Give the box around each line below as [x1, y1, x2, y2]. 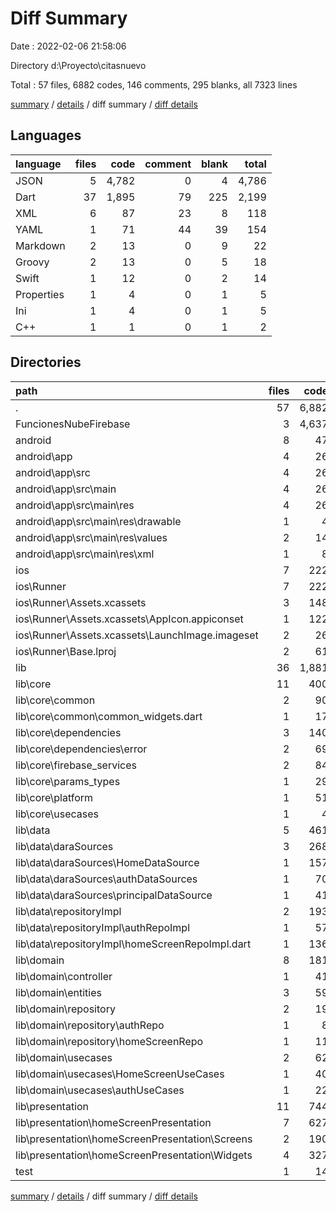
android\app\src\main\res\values [15, 530, 168, 544]
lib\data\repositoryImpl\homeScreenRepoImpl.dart [15, 937, 252, 951]
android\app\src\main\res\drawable [15, 514, 182, 528]
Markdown [15, 238, 66, 252]
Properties [15, 287, 65, 301]
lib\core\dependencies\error [15, 742, 148, 756]
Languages [10, 127, 82, 144]
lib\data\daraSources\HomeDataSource [15, 855, 200, 869]
